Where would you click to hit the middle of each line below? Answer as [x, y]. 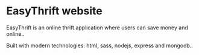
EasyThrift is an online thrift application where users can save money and [97, 27]
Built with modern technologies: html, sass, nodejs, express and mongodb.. [99, 45]
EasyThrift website [54, 11]
